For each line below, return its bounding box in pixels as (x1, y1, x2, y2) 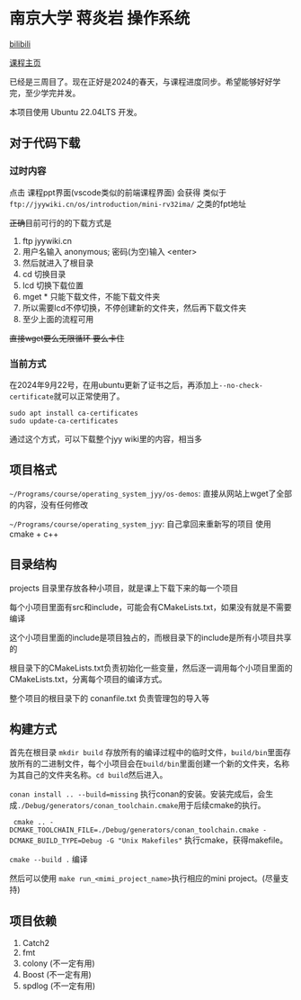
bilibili (9, 38, 31, 50)
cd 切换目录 (22, 268, 66, 279)
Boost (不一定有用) (22, 969, 92, 980)
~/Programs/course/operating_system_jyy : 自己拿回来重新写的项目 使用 (9, 518, 271, 529)
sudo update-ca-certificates (9, 416, 119, 426)
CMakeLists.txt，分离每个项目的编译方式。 (9, 673, 167, 684)
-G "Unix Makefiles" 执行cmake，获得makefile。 (105, 834, 288, 846)
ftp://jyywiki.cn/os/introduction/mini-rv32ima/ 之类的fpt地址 (9, 198, 247, 209)
